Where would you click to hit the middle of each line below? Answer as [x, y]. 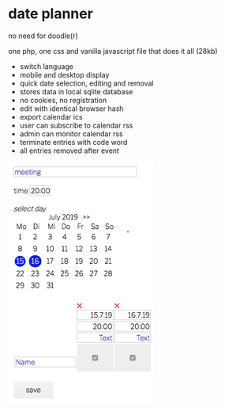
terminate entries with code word [73, 142]
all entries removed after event [69, 151]
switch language [46, 66]
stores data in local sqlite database [76, 91]
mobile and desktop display [64, 74]
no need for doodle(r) [43, 36]
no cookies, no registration [63, 100]
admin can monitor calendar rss [71, 133]
